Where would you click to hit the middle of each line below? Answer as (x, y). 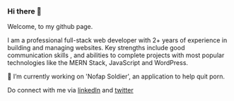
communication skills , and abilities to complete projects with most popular (116, 55)
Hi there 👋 (25, 11)
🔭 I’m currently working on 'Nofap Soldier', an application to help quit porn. (116, 76)
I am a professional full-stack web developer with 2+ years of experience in (117, 40)
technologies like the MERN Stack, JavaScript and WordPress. (98, 63)
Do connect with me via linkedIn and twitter (70, 90)
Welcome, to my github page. (50, 27)
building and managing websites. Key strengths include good (96, 48)
